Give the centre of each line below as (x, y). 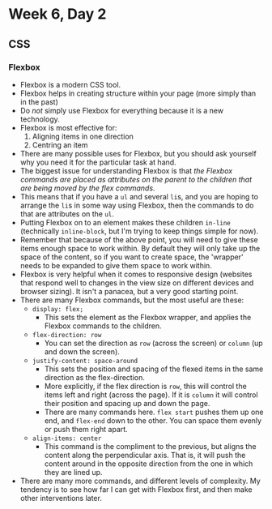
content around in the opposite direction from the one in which (149, 464)
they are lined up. (73, 472)
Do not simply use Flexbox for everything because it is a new (122, 110)
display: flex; (57, 309)
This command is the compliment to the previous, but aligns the (150, 446)
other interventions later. (61, 498)
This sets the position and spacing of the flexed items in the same (154, 369)
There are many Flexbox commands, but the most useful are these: (132, 300)
